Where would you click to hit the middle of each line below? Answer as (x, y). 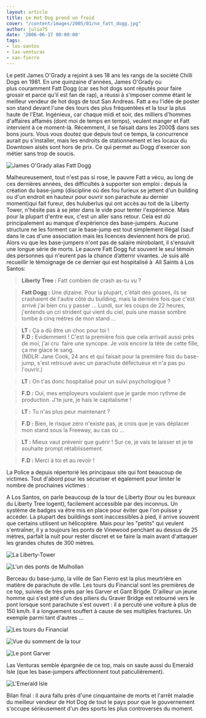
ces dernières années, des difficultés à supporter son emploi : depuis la (97, 183)
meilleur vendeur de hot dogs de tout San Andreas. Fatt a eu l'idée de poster (103, 101)
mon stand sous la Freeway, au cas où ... (73, 430)
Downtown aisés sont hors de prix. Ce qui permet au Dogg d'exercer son (98, 147)
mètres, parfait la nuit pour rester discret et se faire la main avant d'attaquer (102, 536)
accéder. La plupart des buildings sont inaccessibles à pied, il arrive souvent (103, 517)
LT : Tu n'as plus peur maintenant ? (66, 411)
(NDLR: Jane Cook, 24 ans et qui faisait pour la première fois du (102, 356)
